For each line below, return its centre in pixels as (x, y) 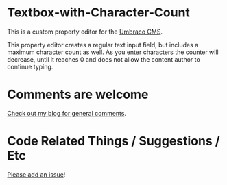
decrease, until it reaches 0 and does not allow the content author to (104, 59)
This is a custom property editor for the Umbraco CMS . (85, 32)
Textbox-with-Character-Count (99, 13)
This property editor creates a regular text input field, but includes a (103, 45)
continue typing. (30, 66)
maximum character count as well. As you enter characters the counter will (113, 52)
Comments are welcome (78, 95)
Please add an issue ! (36, 174)
